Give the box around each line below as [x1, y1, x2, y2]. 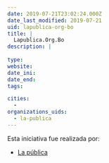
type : [7, 56, 23, 64]
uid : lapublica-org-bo [7, 23, 74, 30]
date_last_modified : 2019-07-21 [7, 17, 102, 24]
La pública [17, 147, 48, 156]
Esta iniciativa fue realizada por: [7, 134, 100, 143]
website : [7, 63, 33, 70]
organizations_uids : [7, 109, 68, 116]
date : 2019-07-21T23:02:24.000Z [7, 10, 102, 18]
